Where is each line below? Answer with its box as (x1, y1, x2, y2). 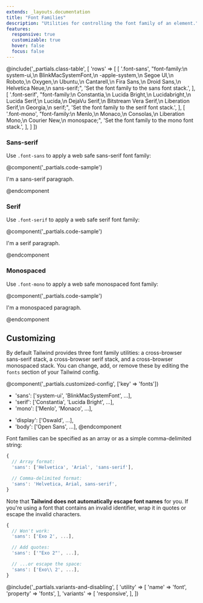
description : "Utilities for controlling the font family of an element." (6, 20, 199, 26)
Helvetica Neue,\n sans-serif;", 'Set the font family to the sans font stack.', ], (6, 84, 196, 92)
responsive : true (11, 32, 56, 38)
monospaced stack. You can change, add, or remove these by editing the (6, 362, 189, 369)
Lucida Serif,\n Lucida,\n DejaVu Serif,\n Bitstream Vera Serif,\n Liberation (6, 97, 190, 104)
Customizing (6, 333, 56, 343)
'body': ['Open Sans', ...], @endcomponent (14, 423, 122, 431)
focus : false (11, 49, 45, 55)
